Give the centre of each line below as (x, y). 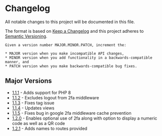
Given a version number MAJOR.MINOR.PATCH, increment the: (66, 45)
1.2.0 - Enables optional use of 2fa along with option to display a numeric (85, 118)
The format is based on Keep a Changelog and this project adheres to (74, 31)
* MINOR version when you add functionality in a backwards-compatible (79, 58)
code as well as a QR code (38, 123)
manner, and (17, 62)
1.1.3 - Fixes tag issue (33, 103)
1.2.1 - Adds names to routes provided (50, 128)
